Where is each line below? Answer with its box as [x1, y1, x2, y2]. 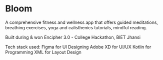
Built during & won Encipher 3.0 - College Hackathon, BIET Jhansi [5, 34, 141, 40]
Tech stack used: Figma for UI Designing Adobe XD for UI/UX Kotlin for [5, 44, 151, 50]
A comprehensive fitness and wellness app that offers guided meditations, [5, 19, 158, 25]
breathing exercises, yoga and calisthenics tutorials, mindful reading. [5, 24, 147, 30]
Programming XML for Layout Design [5, 49, 81, 55]
